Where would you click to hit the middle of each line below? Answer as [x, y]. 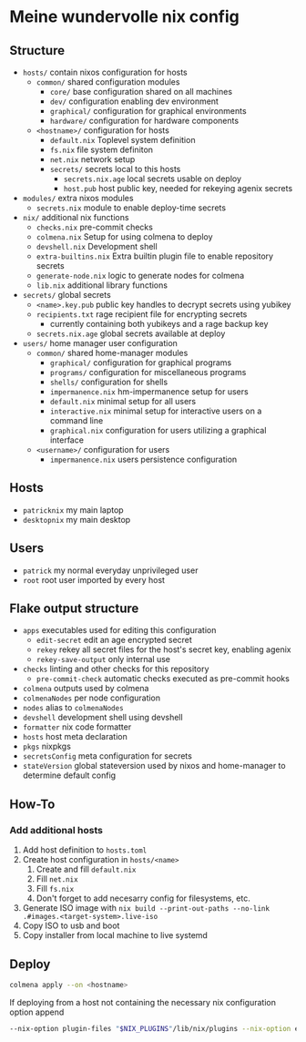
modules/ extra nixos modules [78, 198]
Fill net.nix [57, 879]
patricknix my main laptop [73, 510]
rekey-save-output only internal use [103, 659]
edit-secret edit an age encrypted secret [114, 640]
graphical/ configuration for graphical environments [148, 111]
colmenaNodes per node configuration [92, 698]
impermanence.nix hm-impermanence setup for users [149, 392]
